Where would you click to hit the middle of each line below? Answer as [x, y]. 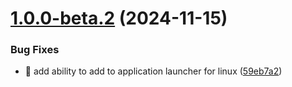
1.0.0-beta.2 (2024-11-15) [119, 18]
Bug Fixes [35, 50]
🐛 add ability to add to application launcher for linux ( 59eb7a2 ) [153, 71]
